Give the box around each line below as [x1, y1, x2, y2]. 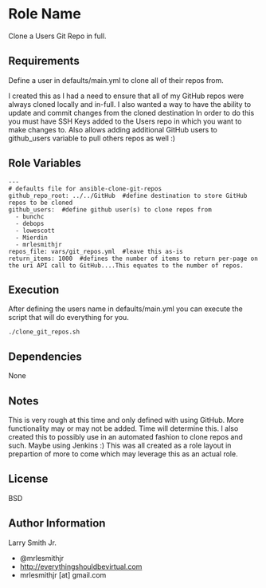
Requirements [8, 54, 80, 68]
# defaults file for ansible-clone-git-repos [8, 184, 162, 192]
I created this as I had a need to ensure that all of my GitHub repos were [8, 91, 244, 101]
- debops [15, 219, 45, 227]
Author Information [8, 516, 106, 531]
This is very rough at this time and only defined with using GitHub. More [8, 416, 244, 424]
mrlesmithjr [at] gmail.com [19, 570, 107, 579]
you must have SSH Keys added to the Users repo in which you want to [8, 116, 242, 126]
